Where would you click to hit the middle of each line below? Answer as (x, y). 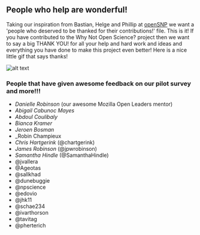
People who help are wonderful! (67, 10)
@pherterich (30, 225)
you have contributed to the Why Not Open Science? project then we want (98, 37)
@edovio (26, 194)
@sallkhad (28, 174)
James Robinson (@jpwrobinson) (56, 149)
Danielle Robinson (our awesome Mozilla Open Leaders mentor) (94, 104)
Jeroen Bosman (34, 130)
